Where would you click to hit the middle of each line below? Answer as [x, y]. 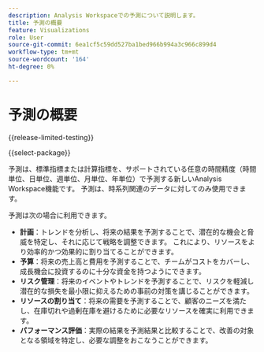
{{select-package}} [39, 152]
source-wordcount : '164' [49, 60]
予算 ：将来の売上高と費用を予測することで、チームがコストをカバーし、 [137, 261]
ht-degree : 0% [32, 67]
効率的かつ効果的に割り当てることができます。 [102, 251]
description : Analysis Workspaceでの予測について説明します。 [104, 15]
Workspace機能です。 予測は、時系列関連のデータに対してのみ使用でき [124, 188]
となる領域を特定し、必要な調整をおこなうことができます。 [116, 340]
